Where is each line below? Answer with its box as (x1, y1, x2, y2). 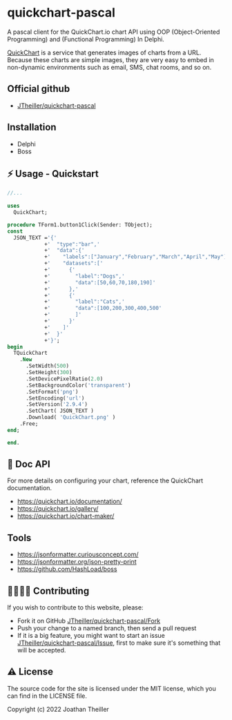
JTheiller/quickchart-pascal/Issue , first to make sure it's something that (17, 639, 221, 647)
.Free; (19, 420, 39, 427)
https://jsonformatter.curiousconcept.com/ (17, 550, 139, 558)
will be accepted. (17, 646, 66, 654)
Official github (7, 83, 70, 95)
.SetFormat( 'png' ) (25, 388, 79, 395)
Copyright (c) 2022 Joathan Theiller (7, 705, 109, 713)
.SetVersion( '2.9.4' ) (25, 401, 88, 408)
